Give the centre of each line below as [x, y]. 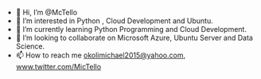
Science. [30, 46]
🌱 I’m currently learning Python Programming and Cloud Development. [131, 29]
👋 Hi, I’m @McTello [47, 12]
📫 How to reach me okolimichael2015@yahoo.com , [100, 55]
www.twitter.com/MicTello [58, 67]
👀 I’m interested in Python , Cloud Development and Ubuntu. [114, 21]
